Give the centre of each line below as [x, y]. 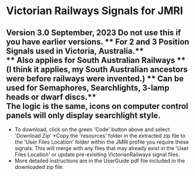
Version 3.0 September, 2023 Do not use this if [93, 33]
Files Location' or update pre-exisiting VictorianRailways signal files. [97, 155]
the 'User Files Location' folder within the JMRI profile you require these [102, 142]
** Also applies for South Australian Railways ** [96, 60]
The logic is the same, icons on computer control [97, 106]
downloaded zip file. [39, 167]
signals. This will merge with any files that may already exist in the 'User [102, 148]
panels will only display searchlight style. [83, 115]
